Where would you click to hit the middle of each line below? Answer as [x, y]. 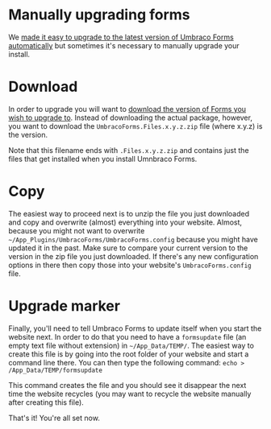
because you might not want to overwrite [77, 230]
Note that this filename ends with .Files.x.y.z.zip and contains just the [129, 150]
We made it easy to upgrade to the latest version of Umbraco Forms [121, 37]
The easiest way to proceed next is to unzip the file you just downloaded [129, 213]
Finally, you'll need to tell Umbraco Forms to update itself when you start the [135, 328]
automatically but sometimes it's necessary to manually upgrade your [124, 45]
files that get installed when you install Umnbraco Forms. [103, 159]
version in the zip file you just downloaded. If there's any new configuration [133, 256]
